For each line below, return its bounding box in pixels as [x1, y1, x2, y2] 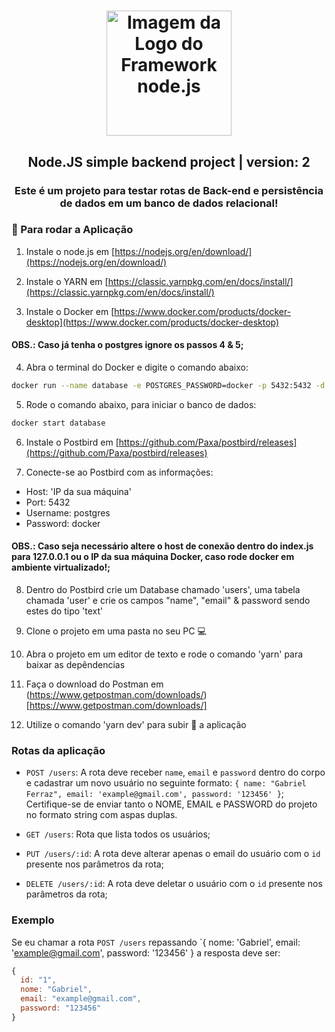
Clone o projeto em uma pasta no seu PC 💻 [25, 625, 207, 637]
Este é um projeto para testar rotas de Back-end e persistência [14, 183, 324, 197]
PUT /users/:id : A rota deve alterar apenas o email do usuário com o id [25, 848, 321, 860]
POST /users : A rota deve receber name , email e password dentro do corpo [25, 766, 326, 779]
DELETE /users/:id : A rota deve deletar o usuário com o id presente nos [25, 878, 323, 890]
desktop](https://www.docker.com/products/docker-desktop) [25, 316, 280, 328]
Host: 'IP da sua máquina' [25, 485, 132, 497]
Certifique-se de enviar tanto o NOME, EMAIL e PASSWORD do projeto [25, 798, 318, 810]
